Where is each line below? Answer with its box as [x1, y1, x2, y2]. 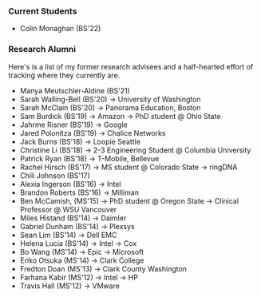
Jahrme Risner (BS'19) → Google [19, 120, 128, 129]
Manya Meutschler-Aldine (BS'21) [19, 85, 130, 95]
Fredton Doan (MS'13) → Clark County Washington [19, 263, 188, 273]
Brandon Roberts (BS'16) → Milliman [19, 188, 140, 197]
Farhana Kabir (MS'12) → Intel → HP [19, 272, 138, 282]
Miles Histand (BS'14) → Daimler [19, 213, 127, 223]
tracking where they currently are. [8, 70, 121, 80]
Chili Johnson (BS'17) [19, 170, 90, 180]
